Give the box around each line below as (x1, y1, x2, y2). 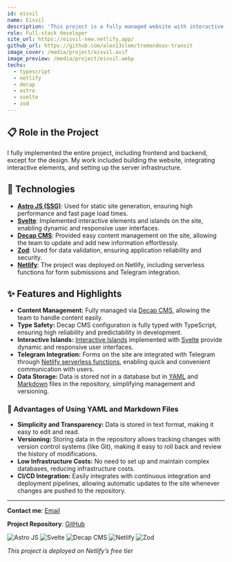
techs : (7, 62, 26, 69)
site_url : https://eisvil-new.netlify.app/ (7, 36, 135, 43)
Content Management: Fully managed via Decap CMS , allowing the (17, 306, 211, 315)
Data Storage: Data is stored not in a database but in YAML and (17, 372, 198, 381)
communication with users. (17, 365, 95, 374)
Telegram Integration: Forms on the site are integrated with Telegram (17, 350, 215, 359)
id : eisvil (7, 10, 39, 17)
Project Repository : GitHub (7, 520, 85, 528)
